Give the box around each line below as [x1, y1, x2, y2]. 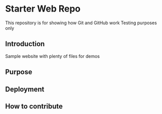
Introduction [5, 40, 45, 48]
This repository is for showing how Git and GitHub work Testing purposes [5, 20, 157, 26]
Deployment [5, 85, 45, 93]
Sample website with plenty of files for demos [5, 53, 100, 59]
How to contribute [5, 102, 63, 110]
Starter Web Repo [5, 3, 81, 15]
